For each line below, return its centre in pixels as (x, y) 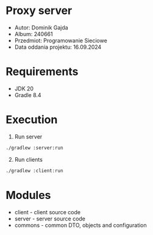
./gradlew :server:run (34, 148)
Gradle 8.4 (28, 95)
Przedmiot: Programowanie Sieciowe (61, 40)
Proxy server (39, 11)
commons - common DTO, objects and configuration (80, 225)
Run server (28, 136)
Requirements (42, 72)
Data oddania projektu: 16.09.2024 (58, 47)
